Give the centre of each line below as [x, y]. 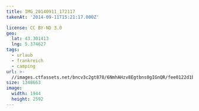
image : [14, 88]
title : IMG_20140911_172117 [41, 12]
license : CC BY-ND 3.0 [34, 28]
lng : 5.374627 [29, 44]
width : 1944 [26, 94]
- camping [23, 66]
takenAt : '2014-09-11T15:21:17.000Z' [53, 17]
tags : [13, 50]
